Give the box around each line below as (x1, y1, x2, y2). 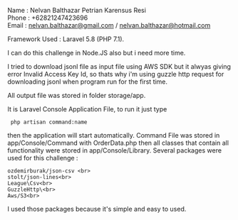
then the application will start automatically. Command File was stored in (7, 131, 220, 139)
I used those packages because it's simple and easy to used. (7, 205, 187, 213)
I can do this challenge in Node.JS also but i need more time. (7, 49, 186, 57)
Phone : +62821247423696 (7, 13, 88, 22)
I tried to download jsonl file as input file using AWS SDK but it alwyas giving (7, 62, 232, 70)
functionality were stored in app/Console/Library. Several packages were (7, 146, 222, 155)
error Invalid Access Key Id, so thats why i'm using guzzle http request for (7, 70, 224, 78)
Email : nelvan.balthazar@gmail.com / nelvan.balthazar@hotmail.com (7, 21, 211, 29)
